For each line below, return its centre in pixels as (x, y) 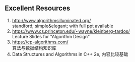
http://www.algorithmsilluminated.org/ (51, 20)
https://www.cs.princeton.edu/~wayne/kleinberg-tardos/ (71, 31)
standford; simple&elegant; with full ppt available (63, 26)
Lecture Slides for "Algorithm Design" (51, 36)
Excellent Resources (38, 8)
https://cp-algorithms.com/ (40, 42)
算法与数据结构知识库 (34, 48)
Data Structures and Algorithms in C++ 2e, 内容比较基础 (70, 54)
